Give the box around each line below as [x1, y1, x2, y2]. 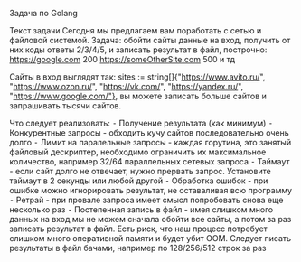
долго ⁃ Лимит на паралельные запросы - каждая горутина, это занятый [9, 137, 292, 147]
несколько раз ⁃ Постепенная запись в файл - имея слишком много [9, 204, 274, 215]
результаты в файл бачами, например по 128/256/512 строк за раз [9, 243, 267, 253]
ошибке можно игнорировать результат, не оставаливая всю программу [9, 185, 292, 195]
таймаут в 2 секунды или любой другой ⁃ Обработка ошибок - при [9, 175, 268, 186]
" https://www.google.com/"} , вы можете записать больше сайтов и [9, 90, 267, 101]
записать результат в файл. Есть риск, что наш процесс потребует [9, 223, 268, 234]
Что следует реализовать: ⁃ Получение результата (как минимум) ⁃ [9, 117, 274, 128]
